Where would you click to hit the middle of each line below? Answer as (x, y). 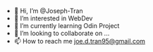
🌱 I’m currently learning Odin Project (67, 26)
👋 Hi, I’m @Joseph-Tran (48, 11)
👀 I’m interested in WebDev (53, 18)
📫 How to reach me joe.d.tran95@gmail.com (80, 41)
